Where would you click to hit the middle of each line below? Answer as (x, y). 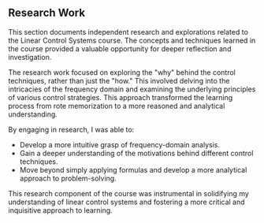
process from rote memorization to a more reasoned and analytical (117, 106)
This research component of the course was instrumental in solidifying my (129, 193)
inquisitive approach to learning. (60, 210)
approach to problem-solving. (68, 178)
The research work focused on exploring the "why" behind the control (122, 72)
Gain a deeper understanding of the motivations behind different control (136, 153)
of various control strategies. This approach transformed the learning (121, 97)
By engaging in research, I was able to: (71, 129)
